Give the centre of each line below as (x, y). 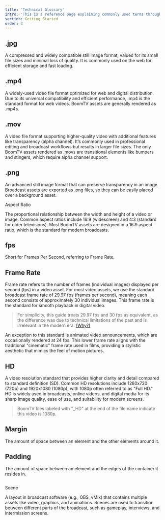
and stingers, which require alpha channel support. (56, 157)
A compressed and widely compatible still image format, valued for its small (82, 55)
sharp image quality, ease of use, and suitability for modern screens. (74, 399)
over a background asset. (31, 195)
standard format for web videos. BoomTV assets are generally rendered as (81, 104)
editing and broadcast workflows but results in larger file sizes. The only (78, 146)
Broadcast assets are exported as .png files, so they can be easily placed (79, 190)
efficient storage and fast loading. (39, 66)
